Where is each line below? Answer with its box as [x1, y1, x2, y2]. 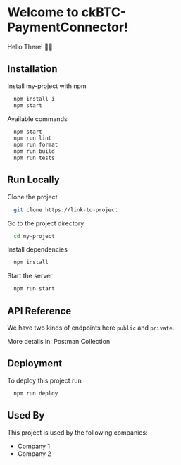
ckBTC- [81, 4, 127, 20]
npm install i [13, 95, 55, 102]
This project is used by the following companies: [7, 428, 148, 437]
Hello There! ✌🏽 [7, 42, 53, 51]
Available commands [7, 114, 68, 123]
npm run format [13, 142, 58, 149]
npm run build [13, 148, 55, 155]
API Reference [7, 304, 72, 317]
